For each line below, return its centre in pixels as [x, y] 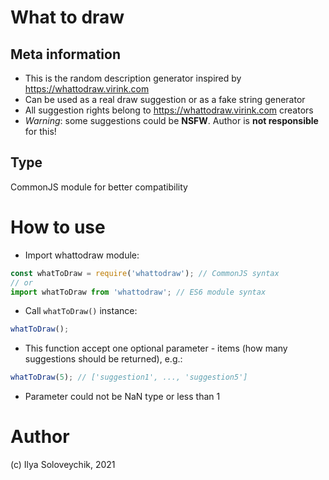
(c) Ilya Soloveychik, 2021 [63, 465]
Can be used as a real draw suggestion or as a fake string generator [165, 99]
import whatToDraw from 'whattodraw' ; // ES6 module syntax [138, 292]
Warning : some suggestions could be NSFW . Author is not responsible [171, 120]
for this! [40, 131]
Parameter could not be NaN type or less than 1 [122, 397]
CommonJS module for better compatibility [99, 187]
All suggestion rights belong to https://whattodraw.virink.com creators [169, 110]
